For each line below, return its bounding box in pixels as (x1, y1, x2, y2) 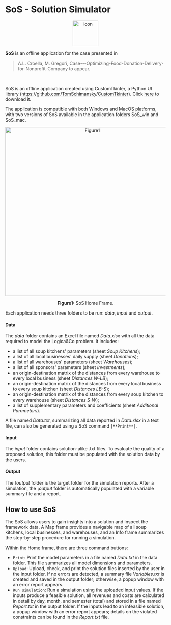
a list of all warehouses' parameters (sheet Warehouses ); (12, 359, 133, 365)
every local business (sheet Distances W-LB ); (12, 375, 108, 381)
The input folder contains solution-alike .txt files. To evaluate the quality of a (5, 446, 165, 452)
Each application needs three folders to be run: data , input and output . (5, 309, 153, 316)
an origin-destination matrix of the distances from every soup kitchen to (12, 391, 164, 397)
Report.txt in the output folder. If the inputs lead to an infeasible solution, (12, 603, 165, 609)
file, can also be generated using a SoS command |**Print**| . (5, 423, 137, 429)
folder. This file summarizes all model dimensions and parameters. (12, 560, 152, 566)
